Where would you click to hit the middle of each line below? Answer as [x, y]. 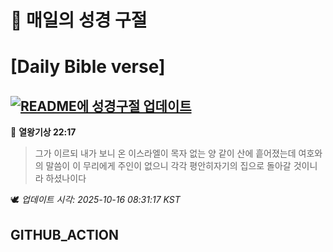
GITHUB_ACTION [65, 234]
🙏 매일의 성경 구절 [79, 20]
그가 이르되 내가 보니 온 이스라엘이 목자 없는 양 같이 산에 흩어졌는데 [165, 153]
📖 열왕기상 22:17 [43, 132]
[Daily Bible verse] [88, 67]
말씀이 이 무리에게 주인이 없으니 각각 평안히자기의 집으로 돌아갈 [168, 166]
